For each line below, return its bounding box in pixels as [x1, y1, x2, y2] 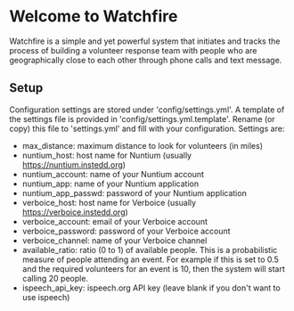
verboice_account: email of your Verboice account [21, 216, 208, 226]
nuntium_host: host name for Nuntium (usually [21, 150, 192, 160]
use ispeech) [21, 291, 70, 302]
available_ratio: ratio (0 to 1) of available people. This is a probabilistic [21, 244, 278, 255]
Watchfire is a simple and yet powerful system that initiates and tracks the [9, 36, 281, 46]
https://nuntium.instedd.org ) [21, 159, 127, 170]
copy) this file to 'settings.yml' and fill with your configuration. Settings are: [9, 123, 285, 134]
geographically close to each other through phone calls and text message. [9, 54, 282, 65]
